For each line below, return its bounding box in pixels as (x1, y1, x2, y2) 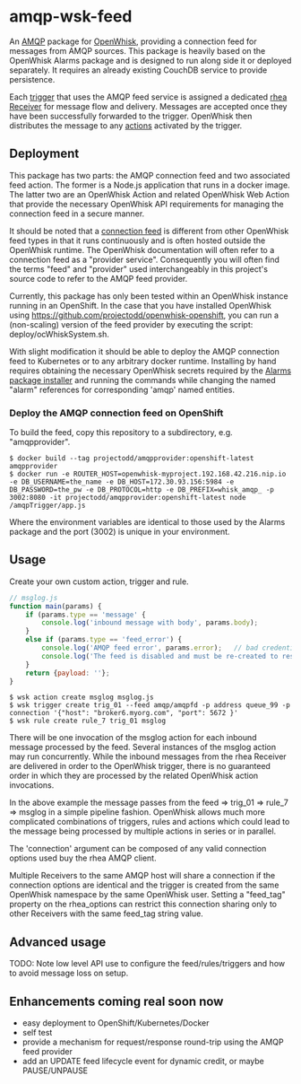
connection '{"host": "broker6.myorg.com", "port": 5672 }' (9, 709, 239, 718)
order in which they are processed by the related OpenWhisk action (9, 770, 259, 782)
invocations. (9, 780, 55, 791)
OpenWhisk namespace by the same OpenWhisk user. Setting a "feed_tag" (9, 889, 286, 900)
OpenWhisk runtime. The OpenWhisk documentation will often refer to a (9, 244, 275, 255)
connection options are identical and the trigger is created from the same (9, 879, 279, 890)
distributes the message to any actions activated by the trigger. (9, 119, 243, 131)
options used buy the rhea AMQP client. (9, 852, 157, 863)
